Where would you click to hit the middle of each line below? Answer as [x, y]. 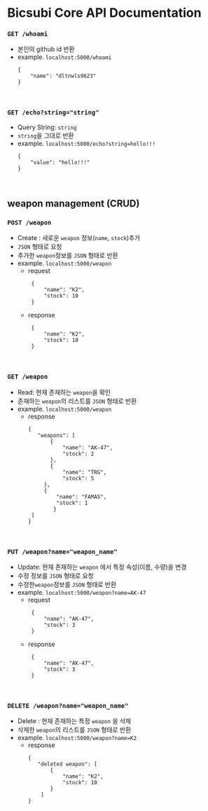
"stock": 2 [78, 454]
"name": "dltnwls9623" [63, 76]
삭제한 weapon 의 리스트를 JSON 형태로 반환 [74, 730]
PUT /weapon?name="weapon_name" [62, 552]
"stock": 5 [78, 478]
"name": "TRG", [85, 472]
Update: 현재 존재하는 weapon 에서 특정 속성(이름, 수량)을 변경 [102, 567]
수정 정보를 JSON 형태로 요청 [55, 576]
